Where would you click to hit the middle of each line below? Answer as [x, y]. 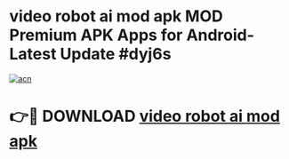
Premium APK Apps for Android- [132, 35]
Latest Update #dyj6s [90, 54]
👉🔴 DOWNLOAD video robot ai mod [144, 116]
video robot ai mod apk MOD [116, 16]
